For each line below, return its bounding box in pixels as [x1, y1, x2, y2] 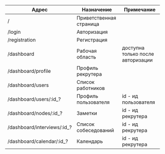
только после [122, 51, 154, 57]
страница [76, 21, 100, 27]
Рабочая [76, 47, 97, 54]
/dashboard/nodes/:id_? [7, 110, 63, 116]
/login [7, 29, 21, 35]
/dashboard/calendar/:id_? [7, 138, 68, 145]
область [76, 54, 97, 60]
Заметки [76, 110, 97, 116]
